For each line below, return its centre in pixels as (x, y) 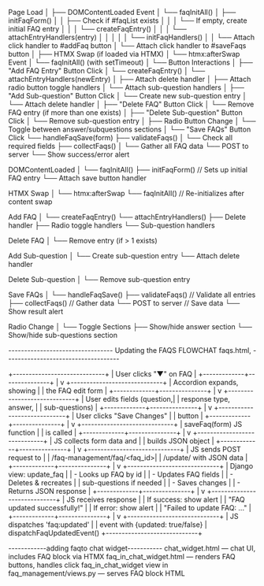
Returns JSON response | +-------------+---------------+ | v (107, 491)
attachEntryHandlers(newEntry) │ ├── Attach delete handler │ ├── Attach (130, 79)
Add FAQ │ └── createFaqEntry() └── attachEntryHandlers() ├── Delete (127, 217)
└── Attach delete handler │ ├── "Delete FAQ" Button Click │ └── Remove (131, 104)
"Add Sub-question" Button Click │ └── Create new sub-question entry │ (128, 96)
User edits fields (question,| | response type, (158, 399)
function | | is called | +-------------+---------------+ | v (100, 432)
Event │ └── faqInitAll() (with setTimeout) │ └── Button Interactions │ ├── (131, 62)
